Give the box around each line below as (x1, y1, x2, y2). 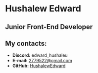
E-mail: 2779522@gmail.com (12, 58, 73, 64)
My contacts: (5, 39, 47, 47)
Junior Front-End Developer (5, 23, 93, 31)
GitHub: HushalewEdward (12, 63, 66, 69)
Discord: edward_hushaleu (12, 52, 68, 58)
